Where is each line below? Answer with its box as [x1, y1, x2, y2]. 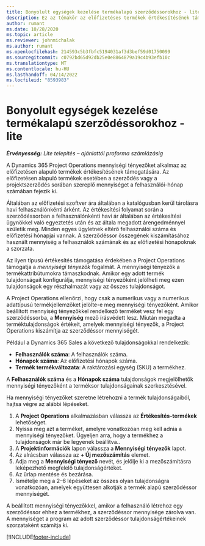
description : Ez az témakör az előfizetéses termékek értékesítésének [6, 15, 190, 21]
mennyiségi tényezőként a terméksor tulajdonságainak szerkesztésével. [6, 382, 187, 389]
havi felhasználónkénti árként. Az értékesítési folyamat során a [6, 206, 164, 213]
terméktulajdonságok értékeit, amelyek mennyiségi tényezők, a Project [6, 320, 184, 328]
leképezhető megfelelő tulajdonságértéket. [15, 464, 123, 471]
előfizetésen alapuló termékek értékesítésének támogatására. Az [6, 168, 170, 175]
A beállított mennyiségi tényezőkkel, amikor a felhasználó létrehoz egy [6, 502, 183, 509]
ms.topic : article [6, 32, 53, 38]
